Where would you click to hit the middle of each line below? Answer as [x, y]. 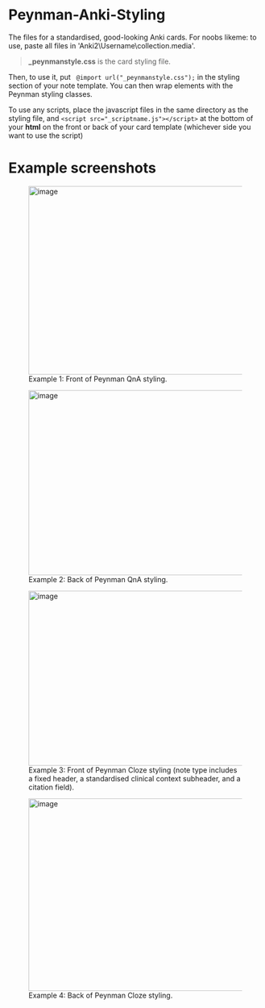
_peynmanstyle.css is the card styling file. [99, 61]
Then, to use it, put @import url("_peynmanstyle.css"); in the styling [124, 77]
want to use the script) [46, 135]
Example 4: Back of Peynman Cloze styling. [101, 995]
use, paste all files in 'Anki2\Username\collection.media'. [102, 45]
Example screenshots [83, 168]
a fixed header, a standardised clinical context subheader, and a [135, 778]
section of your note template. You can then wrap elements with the [121, 85]
